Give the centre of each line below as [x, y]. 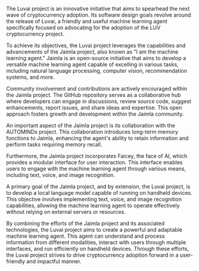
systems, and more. [30, 77]
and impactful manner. [54, 261]
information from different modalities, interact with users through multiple [96, 242]
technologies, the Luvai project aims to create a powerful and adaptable [94, 230]
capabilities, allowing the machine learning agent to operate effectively [93, 205]
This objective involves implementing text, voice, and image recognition [94, 199]
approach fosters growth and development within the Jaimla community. [95, 114]
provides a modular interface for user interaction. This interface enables [94, 162]
